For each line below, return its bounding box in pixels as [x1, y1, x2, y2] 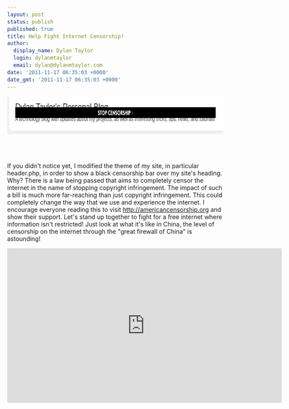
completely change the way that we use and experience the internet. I [7, 198, 205, 206]
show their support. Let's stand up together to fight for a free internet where [7, 213, 222, 221]
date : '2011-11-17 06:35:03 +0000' [7, 69, 109, 75]
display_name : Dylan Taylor [13, 47, 94, 54]
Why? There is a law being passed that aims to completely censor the [7, 176, 204, 185]
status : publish [7, 18, 54, 25]
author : [7, 40, 30, 47]
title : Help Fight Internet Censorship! [7, 33, 125, 40]
